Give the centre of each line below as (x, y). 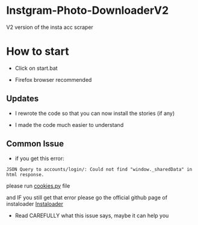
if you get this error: (39, 158)
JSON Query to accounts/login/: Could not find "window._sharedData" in (99, 169)
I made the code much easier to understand (69, 125)
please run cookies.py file (38, 186)
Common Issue (35, 144)
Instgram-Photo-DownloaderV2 (88, 11)
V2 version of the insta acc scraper (50, 27)
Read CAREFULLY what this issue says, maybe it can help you (92, 215)
